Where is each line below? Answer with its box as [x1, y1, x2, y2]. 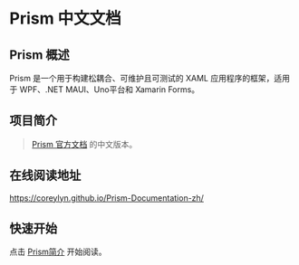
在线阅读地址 [9, 168, 82, 184]
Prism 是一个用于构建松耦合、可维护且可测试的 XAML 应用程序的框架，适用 [9, 73, 290, 83]
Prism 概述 [9, 47, 70, 62]
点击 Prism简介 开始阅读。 [9, 246, 107, 258]
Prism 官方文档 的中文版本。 [31, 138, 138, 149]
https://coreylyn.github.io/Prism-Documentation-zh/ [9, 192, 204, 203]
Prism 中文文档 [9, 8, 122, 29]
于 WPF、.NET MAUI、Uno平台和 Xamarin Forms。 [9, 84, 200, 95]
